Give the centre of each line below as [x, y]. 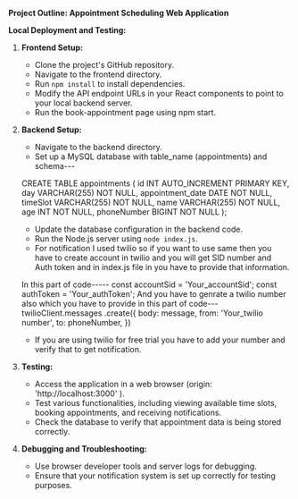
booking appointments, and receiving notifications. [128, 412]
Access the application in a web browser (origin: [124, 384]
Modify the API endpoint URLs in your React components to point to [159, 93]
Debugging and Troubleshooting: [84, 449]
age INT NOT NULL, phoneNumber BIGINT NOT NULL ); [124, 212]
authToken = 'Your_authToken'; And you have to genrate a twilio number [153, 294]
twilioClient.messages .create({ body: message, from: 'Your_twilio [142, 313]
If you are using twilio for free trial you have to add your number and [160, 340]
